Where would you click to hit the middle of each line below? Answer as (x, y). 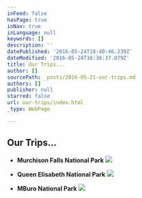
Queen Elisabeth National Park (61, 174)
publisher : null (30, 90)
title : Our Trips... (37, 64)
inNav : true (24, 26)
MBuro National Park (47, 188)
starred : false (29, 97)
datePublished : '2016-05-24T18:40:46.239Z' (70, 52)
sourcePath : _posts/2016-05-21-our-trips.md (71, 77)
